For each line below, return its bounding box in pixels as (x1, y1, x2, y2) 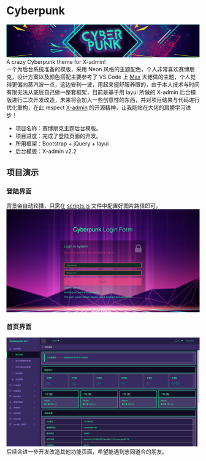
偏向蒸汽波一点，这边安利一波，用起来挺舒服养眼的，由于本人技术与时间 (17, 80, 200, 88)
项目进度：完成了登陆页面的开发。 (15, 132, 102, 139)
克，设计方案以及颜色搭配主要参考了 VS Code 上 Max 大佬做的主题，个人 (6, 73, 191, 80)
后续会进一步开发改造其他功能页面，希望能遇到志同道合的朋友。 (6, 447, 167, 455)
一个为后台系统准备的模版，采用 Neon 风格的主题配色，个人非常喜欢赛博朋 (6, 65, 195, 72)
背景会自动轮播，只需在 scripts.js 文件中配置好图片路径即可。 (6, 202, 161, 209)
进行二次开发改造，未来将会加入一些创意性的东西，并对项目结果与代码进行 (11, 96, 200, 103)
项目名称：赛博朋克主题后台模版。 (15, 124, 102, 132)
